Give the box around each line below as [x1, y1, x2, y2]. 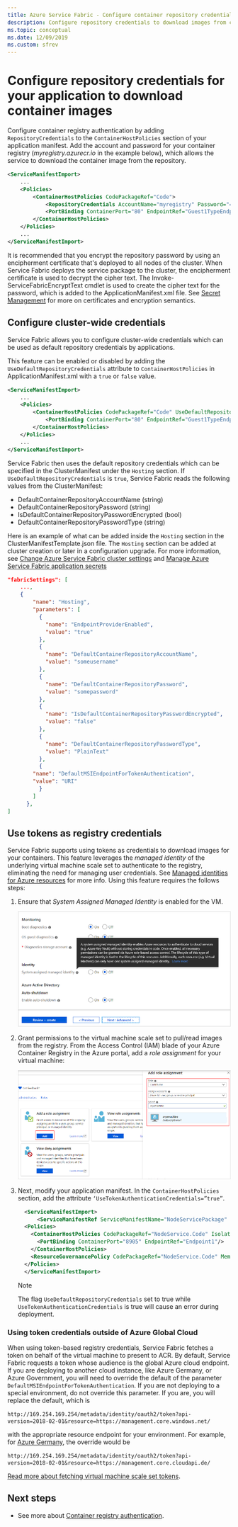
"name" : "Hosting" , [33, 598, 91, 606]
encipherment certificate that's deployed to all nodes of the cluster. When [7, 259, 223, 267]
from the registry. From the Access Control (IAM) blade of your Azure [17, 1041, 220, 1050]
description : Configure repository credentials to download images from [7, 18, 227, 26]
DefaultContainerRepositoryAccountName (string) [17, 495, 164, 504]
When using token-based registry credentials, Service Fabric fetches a [7, 1343, 214, 1352]
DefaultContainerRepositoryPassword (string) [17, 503, 151, 511]
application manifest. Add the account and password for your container [7, 142, 216, 150]
